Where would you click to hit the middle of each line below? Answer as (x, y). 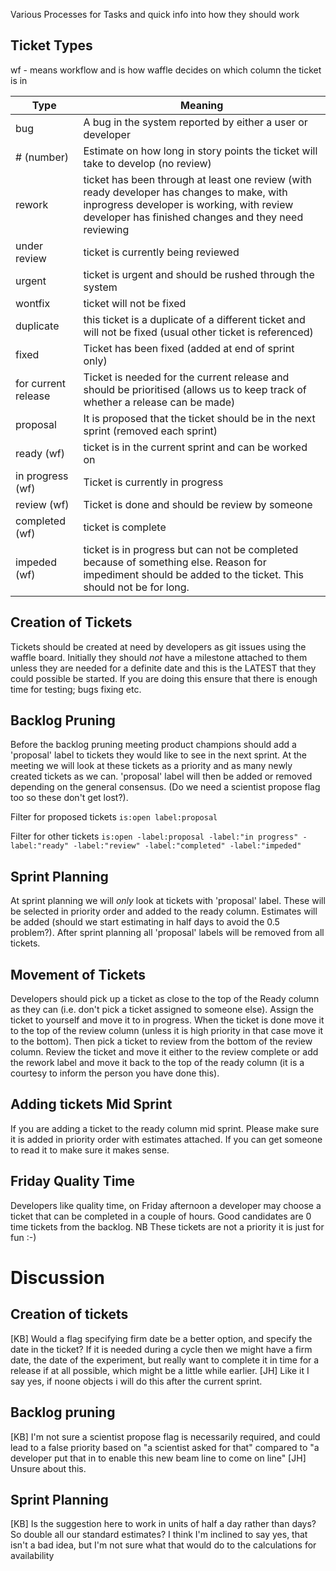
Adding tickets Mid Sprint (91, 1104)
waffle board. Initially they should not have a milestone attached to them (159, 657)
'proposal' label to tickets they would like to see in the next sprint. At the (158, 755)
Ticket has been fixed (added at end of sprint (189, 348)
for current (41, 383)
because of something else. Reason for (175, 562)
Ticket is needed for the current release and (186, 377)
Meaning (202, 105)
